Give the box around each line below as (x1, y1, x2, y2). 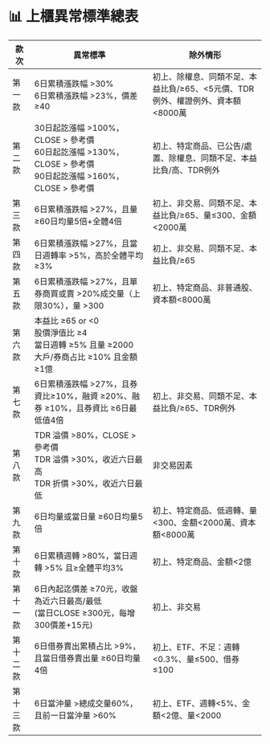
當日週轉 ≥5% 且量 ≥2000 (34, 339, 134, 350)
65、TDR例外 (184, 403, 236, 414)
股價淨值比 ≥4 (34, 327, 88, 338)
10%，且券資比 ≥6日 (49, 403, 129, 414)
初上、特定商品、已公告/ (152, 140, 244, 151)
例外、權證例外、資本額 (152, 95, 242, 106)
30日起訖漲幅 (34, 122, 86, 133)
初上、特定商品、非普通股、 (152, 282, 258, 293)
